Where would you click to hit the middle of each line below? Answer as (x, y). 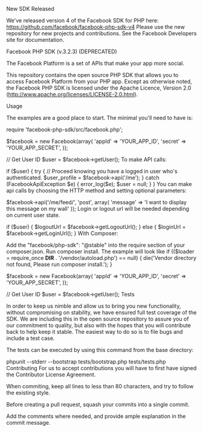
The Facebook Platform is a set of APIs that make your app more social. (95, 63)
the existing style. (28, 393)
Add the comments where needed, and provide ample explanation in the (96, 416)
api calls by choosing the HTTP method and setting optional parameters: (96, 191)
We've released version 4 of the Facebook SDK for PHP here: (82, 20)
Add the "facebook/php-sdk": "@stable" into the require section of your (96, 245)
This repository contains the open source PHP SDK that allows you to (92, 75)
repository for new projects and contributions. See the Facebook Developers (101, 33)
